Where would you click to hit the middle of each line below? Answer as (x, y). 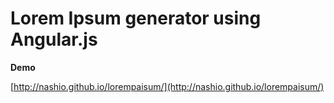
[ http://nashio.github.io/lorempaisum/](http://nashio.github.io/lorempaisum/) (167, 86)
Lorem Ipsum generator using (136, 18)
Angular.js (54, 39)
